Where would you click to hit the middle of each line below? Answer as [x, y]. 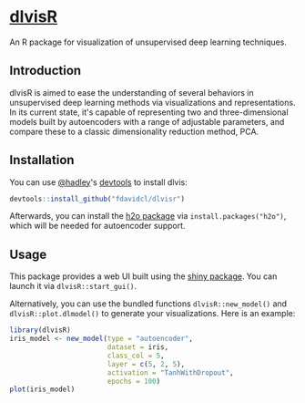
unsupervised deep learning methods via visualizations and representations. [152, 102]
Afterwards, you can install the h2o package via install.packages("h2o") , [148, 216]
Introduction [46, 71]
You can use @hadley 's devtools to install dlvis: [99, 182]
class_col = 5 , [136, 356]
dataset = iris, [138, 347]
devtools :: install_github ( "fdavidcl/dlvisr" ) [97, 199]
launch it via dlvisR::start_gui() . [73, 286]
